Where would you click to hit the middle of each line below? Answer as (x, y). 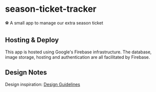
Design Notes (26, 73)
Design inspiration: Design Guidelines (43, 84)
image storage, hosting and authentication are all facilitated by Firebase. (78, 57)
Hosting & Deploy (32, 40)
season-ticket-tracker (51, 9)
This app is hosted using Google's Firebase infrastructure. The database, (78, 52)
